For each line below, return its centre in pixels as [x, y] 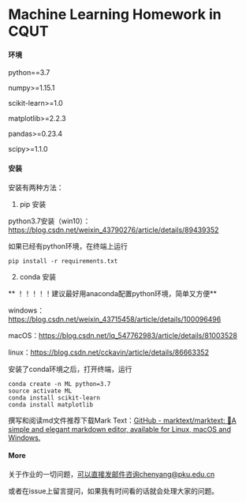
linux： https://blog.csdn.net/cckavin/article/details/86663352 [108, 352]
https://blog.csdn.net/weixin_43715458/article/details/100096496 [115, 319]
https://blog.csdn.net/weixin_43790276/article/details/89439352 [114, 230]
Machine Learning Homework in [115, 15]
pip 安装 [33, 204]
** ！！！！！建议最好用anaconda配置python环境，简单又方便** [112, 293]
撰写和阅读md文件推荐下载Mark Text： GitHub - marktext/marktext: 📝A [122, 420]
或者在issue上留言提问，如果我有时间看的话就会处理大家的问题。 [114, 490]
